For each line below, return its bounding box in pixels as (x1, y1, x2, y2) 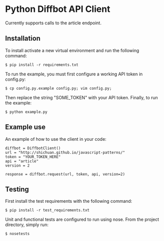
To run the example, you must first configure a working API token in (5, 71, 143, 77)
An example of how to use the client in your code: (5, 136, 107, 142)
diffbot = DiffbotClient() (5, 145, 61, 151)
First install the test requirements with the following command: (5, 198, 132, 204)
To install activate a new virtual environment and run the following (5, 47, 140, 53)
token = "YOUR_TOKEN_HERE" (5, 154, 61, 159)
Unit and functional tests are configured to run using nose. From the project (5, 217, 160, 223)
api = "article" (5, 159, 39, 164)
